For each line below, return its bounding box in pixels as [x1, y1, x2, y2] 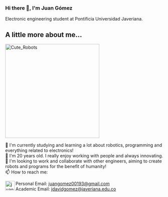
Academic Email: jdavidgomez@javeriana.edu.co [16, 186, 116, 192]
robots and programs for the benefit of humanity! [5, 163, 107, 169]
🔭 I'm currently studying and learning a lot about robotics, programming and [5, 142, 162, 148]
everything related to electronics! [5, 147, 74, 153]
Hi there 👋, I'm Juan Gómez [5, 5, 73, 12]
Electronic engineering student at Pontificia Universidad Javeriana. [5, 16, 143, 22]
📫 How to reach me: [5, 169, 48, 175]
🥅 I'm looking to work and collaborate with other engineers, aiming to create [5, 158, 162, 164]
